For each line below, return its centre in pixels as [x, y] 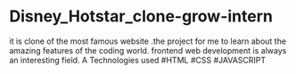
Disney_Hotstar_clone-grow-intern [141, 16]
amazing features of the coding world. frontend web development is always [148, 50]
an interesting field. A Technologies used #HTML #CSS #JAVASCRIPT [138, 60]
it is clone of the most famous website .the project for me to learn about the [148, 41]
